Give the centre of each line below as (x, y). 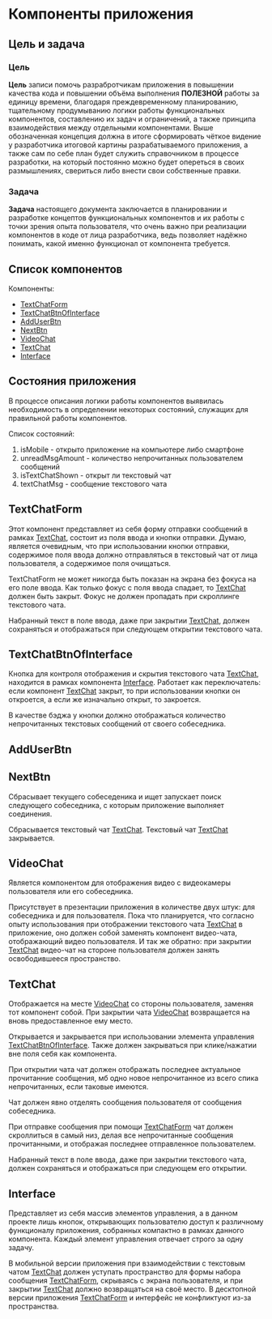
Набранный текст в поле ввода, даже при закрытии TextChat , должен (129, 620)
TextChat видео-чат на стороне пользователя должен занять (114, 950)
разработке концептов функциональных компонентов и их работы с (127, 218)
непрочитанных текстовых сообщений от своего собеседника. (117, 724)
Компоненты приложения (101, 14)
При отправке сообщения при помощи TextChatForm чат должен (121, 1127)
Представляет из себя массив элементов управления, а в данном (123, 1213)
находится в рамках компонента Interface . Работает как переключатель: (135, 683)
